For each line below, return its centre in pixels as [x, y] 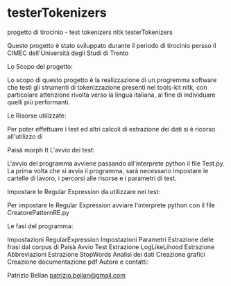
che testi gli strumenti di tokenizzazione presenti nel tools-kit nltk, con [107, 87]
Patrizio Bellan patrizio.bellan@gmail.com [67, 275]
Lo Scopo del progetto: [40, 66]
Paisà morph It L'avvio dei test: [51, 150]
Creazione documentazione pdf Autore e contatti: [78, 262]
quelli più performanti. [39, 102]
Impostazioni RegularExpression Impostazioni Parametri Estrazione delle [110, 239]
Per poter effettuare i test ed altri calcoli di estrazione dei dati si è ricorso [111, 129]
